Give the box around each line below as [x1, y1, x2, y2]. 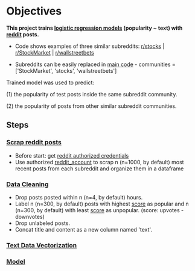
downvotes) [14, 213, 45, 220]
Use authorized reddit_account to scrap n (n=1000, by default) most [14, 158, 184, 166]
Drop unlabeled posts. [14, 219, 71, 227]
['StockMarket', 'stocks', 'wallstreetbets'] [14, 67, 117, 74]
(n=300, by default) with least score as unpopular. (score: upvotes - [14, 206, 184, 213]
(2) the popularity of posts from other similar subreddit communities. [6, 102, 177, 110]
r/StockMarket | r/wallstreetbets [14, 49, 95, 56]
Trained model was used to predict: [6, 79, 95, 86]
